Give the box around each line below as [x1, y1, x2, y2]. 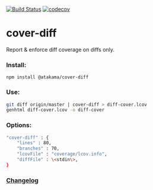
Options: [6, 121, 32, 129]
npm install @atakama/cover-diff [6, 74, 89, 80]
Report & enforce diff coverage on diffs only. [6, 46, 114, 53]
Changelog [6, 176, 39, 184]
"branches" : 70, [17, 145, 60, 151]
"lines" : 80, [17, 140, 52, 146]
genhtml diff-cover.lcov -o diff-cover [6, 107, 105, 113]
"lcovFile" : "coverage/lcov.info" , [17, 151, 108, 157]
